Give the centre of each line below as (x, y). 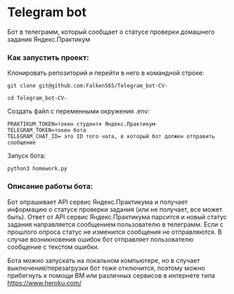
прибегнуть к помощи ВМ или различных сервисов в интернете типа (111, 275)
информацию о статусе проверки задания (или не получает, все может (115, 209)
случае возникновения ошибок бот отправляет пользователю (100, 239)
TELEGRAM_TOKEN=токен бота (47, 130)
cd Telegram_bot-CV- (38, 98)
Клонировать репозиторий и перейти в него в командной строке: (106, 73)
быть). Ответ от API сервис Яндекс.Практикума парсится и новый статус (117, 216)
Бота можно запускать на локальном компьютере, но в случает (104, 260)
